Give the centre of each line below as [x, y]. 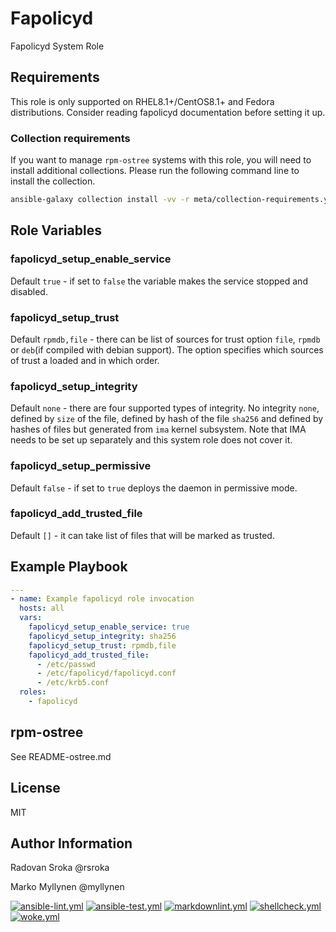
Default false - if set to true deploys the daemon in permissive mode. [154, 488]
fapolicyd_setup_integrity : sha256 [102, 636]
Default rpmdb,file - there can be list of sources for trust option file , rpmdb [165, 339]
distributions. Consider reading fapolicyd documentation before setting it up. [168, 112]
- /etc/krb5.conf [73, 683]
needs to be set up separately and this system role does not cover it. [151, 440]
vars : [31, 618]
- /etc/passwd [66, 664]
